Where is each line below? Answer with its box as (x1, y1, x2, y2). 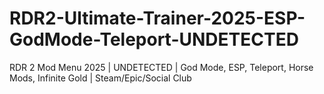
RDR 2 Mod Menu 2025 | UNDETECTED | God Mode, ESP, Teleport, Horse (9, 61, 314, 73)
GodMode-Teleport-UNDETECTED (9, 28, 299, 51)
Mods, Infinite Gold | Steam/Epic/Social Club (9, 72, 192, 84)
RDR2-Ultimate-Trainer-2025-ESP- (9, 7, 306, 30)
